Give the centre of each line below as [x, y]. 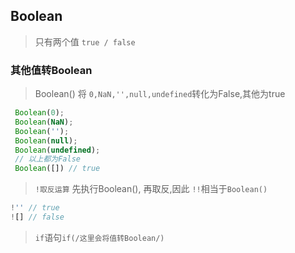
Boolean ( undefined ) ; [57, 150]
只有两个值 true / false [85, 41]
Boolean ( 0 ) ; [39, 113]
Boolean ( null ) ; [46, 140]
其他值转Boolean [51, 70]
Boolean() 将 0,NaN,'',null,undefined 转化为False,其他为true [160, 94]
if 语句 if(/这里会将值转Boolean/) [99, 237]
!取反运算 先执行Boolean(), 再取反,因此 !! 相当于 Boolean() [151, 189]
